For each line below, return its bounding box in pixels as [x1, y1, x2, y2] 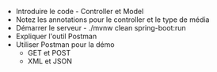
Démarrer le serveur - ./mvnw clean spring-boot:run [15, 23, 186, 32]
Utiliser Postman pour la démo [15, 40, 115, 49]
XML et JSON [27, 56, 73, 66]
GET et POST [27, 49, 71, 57]
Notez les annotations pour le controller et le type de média [15, 15, 210, 24]
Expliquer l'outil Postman [15, 31, 97, 41]
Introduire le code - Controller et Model [15, 7, 144, 16]
